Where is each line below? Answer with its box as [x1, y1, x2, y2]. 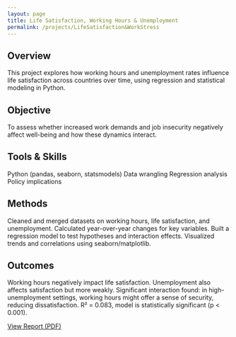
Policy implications [7, 177, 62, 185]
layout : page [7, 10, 46, 18]
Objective [7, 104, 52, 116]
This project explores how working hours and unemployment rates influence [7, 69, 230, 77]
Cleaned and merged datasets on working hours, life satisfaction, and [7, 217, 210, 225]
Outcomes [7, 260, 54, 272]
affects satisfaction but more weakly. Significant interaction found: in [7, 286, 207, 295]
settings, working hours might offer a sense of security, [52, 293, 214, 302]
